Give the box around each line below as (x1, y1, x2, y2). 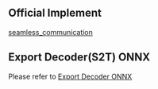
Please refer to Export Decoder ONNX (8, 72, 133, 81)
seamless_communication (8, 27, 94, 37)
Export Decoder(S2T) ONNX (8, 51, 151, 64)
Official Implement (8, 6, 102, 20)
